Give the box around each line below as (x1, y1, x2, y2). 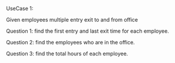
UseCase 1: (6, 5, 34, 12)
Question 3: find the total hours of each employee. (6, 50, 128, 57)
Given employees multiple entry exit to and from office (6, 16, 138, 23)
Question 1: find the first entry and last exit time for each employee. (6, 27, 169, 34)
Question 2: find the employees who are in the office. (6, 39, 136, 45)
